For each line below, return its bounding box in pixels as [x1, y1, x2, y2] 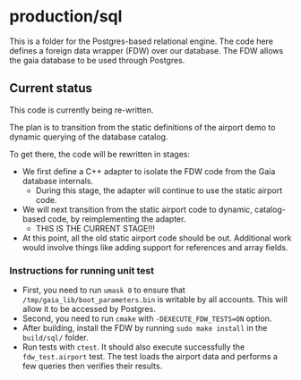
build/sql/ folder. [21, 333, 90, 343]
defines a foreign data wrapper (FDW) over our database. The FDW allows [9, 45, 284, 55]
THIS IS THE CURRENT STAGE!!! [35, 223, 155, 233]
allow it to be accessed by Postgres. [21, 304, 157, 315]
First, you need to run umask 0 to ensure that [21, 284, 185, 296]
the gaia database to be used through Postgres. [9, 55, 185, 65]
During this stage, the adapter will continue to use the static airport [35, 185, 283, 196]
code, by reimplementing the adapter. [47, 213, 186, 224]
